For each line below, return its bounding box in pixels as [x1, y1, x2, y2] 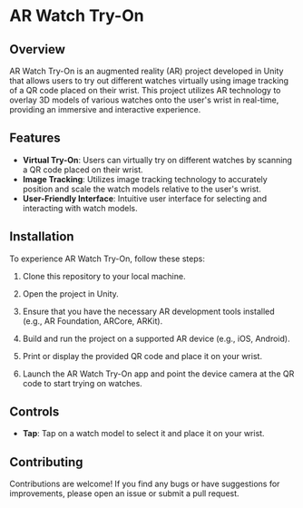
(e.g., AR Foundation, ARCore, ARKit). [22, 315, 163, 327]
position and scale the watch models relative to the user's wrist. [22, 183, 261, 194]
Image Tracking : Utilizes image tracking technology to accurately [22, 173, 268, 184]
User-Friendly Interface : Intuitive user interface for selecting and [22, 192, 268, 204]
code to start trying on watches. [22, 377, 142, 388]
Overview [9, 42, 66, 57]
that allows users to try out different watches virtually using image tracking [9, 75, 288, 86]
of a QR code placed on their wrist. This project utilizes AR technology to [9, 85, 281, 95]
